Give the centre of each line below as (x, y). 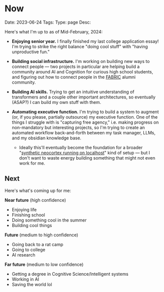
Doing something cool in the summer (49, 220)
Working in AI (25, 279)
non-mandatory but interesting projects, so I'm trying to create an (78, 127)
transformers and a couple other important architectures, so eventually (83, 97)
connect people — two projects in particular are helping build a (76, 66)
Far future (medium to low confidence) (44, 264)
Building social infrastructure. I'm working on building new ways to (81, 61)
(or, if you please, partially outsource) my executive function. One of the (85, 117)
